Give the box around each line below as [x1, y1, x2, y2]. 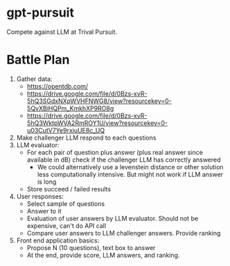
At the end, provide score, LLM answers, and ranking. [26, 251, 180, 259]
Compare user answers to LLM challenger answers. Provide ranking [26, 229, 221, 237]
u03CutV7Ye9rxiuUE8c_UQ [26, 126, 105, 134]
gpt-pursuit [6, 5, 74, 21]
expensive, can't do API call [26, 221, 107, 229]
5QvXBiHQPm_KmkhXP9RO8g [26, 104, 114, 112]
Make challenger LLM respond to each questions [16, 133, 157, 142]
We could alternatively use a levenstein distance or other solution [37, 162, 224, 171]
